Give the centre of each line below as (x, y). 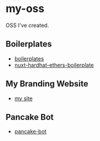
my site (23, 98)
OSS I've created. (27, 25)
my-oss (25, 9)
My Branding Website (47, 84)
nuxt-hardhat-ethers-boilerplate (54, 65)
